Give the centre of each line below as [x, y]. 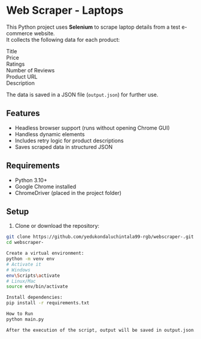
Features [23, 113]
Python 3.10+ [31, 180]
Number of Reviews [31, 70]
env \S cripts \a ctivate [33, 276]
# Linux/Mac [21, 281]
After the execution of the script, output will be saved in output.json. [101, 330]
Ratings [16, 64]
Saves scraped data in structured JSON [64, 146]
